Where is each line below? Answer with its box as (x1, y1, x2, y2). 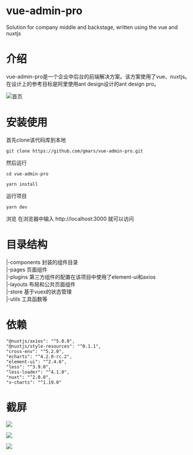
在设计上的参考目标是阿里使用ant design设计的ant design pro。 (6, 80, 159, 87)
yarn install (6, 181, 38, 187)
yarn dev (6, 204, 28, 210)
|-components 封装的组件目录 (6, 258, 78, 266)
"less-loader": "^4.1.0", (6, 369, 69, 375)
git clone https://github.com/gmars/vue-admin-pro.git (6, 148, 144, 154)
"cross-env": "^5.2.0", (6, 348, 65, 354)
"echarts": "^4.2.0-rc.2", (6, 354, 72, 360)
